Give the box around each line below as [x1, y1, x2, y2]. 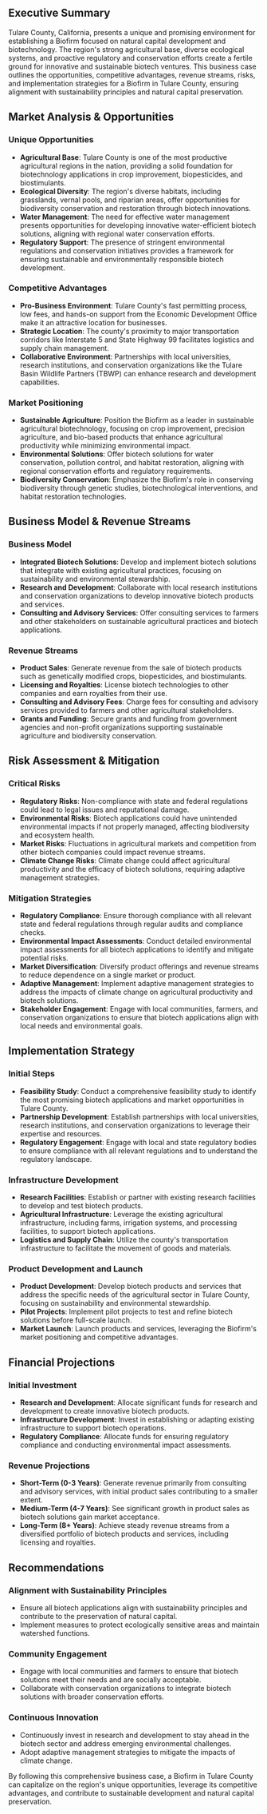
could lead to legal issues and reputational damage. [19, 805, 190, 814]
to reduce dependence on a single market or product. [19, 970, 196, 980]
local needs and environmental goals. [19, 1021, 143, 1031]
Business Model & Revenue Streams [8, 515, 191, 528]
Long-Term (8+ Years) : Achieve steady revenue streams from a [19, 1521, 230, 1530]
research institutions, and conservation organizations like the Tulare [19, 360, 243, 370]
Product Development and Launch [8, 1263, 143, 1274]
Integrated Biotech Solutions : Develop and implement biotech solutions [19, 557, 257, 567]
